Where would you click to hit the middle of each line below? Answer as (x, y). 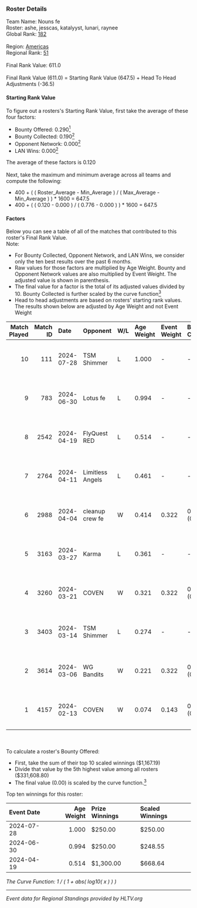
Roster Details (27, 9)
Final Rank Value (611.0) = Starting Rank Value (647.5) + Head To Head (91, 78)
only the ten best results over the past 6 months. (73, 262)
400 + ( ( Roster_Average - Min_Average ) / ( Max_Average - (87, 192)
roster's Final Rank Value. (37, 238)
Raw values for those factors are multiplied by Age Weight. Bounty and (100, 268)
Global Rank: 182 (26, 34)
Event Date (25, 812)
